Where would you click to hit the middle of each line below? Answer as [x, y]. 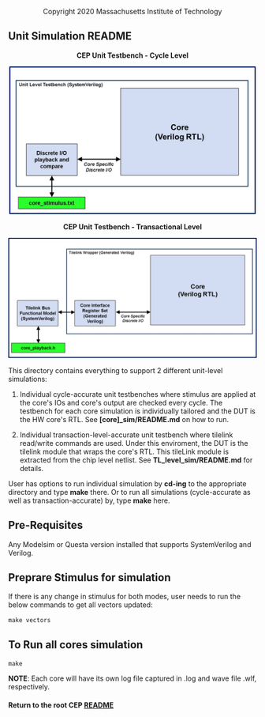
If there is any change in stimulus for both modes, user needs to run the [125, 597]
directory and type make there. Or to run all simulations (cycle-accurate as [129, 492]
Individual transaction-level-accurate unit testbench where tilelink [126, 435]
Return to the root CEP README [61, 705]
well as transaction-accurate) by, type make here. [89, 500]
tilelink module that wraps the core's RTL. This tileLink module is [124, 451]
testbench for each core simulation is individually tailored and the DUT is [138, 411]
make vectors [30, 621]
